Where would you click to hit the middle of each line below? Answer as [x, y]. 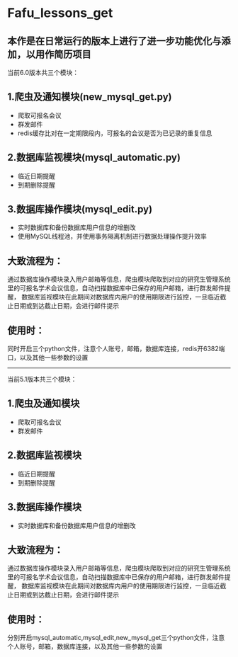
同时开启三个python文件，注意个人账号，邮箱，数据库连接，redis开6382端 [116, 349]
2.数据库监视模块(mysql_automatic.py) [94, 158]
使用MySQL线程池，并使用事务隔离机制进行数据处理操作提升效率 [112, 236]
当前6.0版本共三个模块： [43, 73]
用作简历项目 [63, 54]
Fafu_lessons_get [60, 13]
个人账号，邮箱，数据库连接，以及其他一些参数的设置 [85, 646]
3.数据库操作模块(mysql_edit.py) [80, 209]
